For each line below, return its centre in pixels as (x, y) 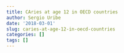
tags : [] (17, 40)
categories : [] (26, 35)
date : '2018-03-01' (31, 23)
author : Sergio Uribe (34, 18)
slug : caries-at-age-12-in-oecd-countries (61, 29)
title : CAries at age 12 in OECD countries (62, 12)
